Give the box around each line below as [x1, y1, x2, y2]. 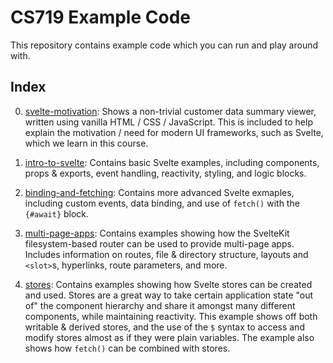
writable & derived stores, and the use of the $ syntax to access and [24, 321, 305, 333]
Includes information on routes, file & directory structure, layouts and [24, 248, 309, 260]
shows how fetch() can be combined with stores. [24, 342, 231, 354]
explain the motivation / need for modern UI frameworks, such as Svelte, [24, 126, 324, 138]
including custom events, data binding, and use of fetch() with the [24, 197, 300, 209]
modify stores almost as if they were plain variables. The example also [24, 331, 315, 343]
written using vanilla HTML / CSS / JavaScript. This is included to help [24, 116, 313, 128]
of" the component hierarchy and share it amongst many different [24, 299, 296, 311]
